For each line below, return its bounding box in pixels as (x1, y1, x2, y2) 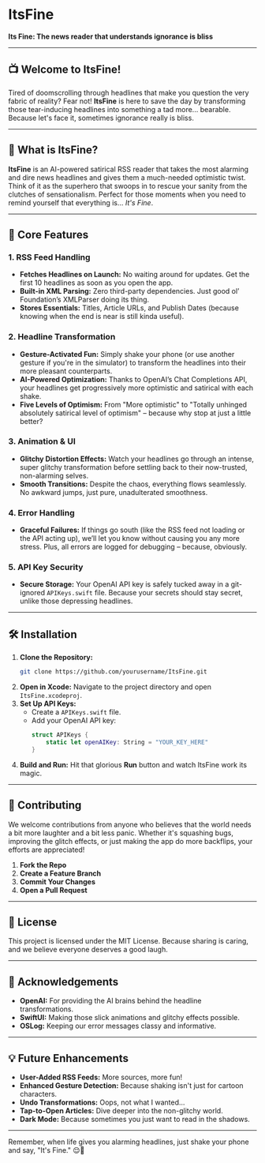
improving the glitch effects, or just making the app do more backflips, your (8, 836, 253, 846)
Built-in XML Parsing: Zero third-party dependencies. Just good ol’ (19, 287, 240, 296)
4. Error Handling (8, 507, 75, 518)
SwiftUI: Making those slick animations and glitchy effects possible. (19, 1013, 241, 1022)
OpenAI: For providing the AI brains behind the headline (19, 996, 202, 1006)
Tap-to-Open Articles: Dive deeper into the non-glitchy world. (19, 1106, 223, 1115)
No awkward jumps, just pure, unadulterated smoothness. (19, 487, 208, 497)
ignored (19, 588, 46, 598)
